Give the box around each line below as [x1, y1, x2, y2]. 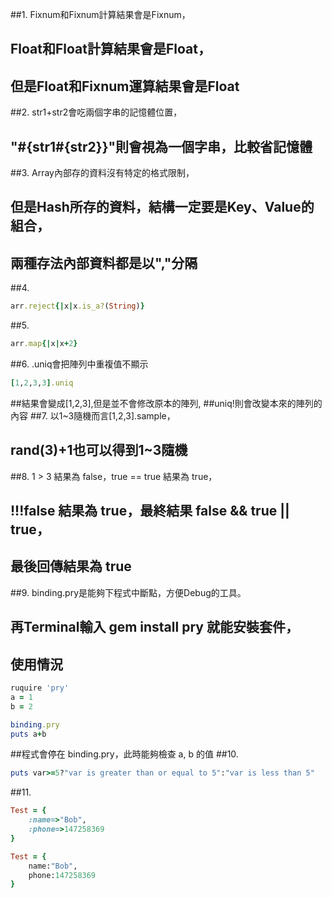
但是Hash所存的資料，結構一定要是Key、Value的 [10, 199, 315, 216]
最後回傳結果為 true [10, 558, 132, 575]
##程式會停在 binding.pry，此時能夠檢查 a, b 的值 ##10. [10, 748, 239, 760]
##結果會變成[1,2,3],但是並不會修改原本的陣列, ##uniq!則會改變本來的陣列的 [10, 397, 323, 409]
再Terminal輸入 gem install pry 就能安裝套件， [10, 619, 299, 636]
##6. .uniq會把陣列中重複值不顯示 [10, 358, 149, 370]
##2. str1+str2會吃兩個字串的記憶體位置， [10, 106, 183, 118]
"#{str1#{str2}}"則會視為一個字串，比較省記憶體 [10, 138, 313, 155]
